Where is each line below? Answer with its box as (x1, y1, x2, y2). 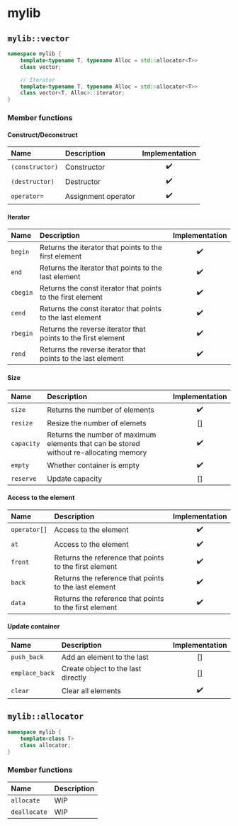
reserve (11, 474, 37, 482)
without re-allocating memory (47, 447, 147, 457)
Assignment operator (64, 191, 136, 201)
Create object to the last (61, 664, 142, 674)
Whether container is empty (47, 460, 140, 470)
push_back (11, 653, 44, 661)
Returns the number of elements (47, 405, 154, 415)
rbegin (11, 330, 33, 338)
